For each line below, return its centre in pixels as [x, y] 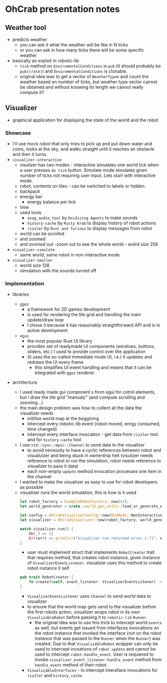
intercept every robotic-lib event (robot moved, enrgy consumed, [94, 424]
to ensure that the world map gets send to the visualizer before [92, 607]
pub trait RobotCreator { [46, 577]
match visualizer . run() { [46, 529]
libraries [21, 294]
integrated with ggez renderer [65, 373]
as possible [32, 487]
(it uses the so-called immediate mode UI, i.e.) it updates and [90, 357]
